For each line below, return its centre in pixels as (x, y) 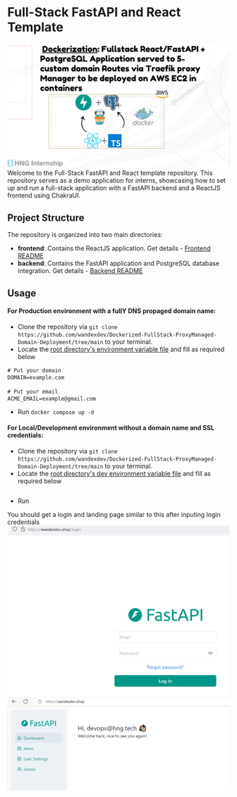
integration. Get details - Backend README (80, 271)
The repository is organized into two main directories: (85, 235)
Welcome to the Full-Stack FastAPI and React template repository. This (110, 173)
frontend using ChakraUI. (44, 195)
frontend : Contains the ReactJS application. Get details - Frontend (114, 248)
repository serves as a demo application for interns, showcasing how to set (116, 181)
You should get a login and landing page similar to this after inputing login (114, 515)
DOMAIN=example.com (36, 377)
